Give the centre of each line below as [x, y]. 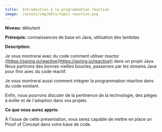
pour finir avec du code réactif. [36, 71]
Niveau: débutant [22, 28]
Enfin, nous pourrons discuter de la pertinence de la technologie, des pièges [81, 95]
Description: [18, 46]
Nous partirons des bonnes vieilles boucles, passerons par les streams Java [81, 66]
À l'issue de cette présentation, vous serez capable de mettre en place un [79, 119]
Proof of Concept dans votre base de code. [48, 124]
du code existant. [22, 86]
